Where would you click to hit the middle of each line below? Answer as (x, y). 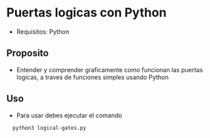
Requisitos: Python (43, 32)
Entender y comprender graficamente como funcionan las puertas (109, 69)
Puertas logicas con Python (87, 13)
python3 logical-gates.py (50, 128)
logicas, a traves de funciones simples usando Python (92, 77)
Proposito (28, 53)
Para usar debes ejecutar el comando (69, 115)
